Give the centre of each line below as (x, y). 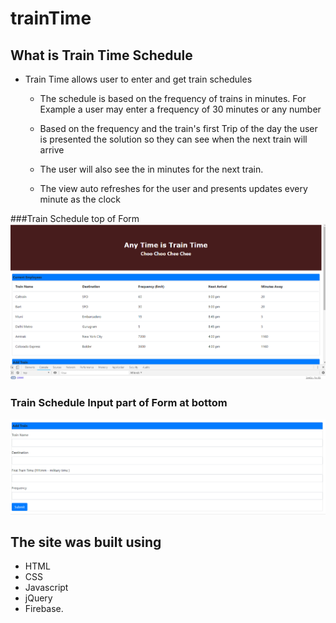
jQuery (38, 598)
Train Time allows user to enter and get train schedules (138, 79)
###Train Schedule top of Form (75, 218)
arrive (52, 150)
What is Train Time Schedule (101, 55)
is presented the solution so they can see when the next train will (173, 139)
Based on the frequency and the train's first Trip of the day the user (178, 128)
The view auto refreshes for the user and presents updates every (173, 188)
